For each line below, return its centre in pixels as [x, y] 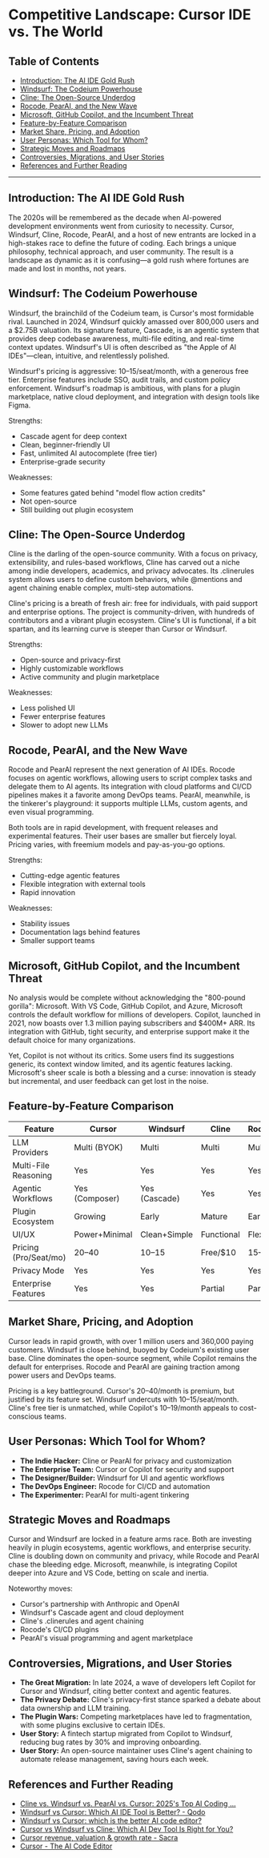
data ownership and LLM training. [75, 1708]
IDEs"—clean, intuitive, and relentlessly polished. [89, 355]
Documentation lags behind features [80, 932]
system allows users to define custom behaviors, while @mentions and [125, 580]
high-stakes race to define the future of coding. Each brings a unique [122, 243]
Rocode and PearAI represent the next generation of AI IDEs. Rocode [122, 769]
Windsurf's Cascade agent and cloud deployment [102, 1613]
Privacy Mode [38, 1270]
